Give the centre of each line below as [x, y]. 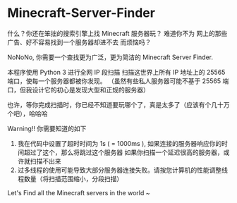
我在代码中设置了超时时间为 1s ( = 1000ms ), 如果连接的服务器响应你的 [120, 143]
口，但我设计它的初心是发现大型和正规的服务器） [78, 90]
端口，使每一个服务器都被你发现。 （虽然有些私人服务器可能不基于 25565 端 [118, 81]
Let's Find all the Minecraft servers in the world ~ [79, 192]
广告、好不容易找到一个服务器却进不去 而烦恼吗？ [79, 42]
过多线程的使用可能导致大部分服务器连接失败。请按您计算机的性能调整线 [122, 170]
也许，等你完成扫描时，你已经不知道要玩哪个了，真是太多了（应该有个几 [112, 104]
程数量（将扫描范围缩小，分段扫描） [70, 178]
